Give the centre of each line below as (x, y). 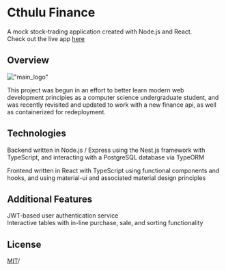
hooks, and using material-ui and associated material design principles (107, 178)
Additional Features (50, 199)
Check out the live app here (46, 38)
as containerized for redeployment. (56, 112)
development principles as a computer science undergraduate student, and (113, 97)
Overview (28, 61)
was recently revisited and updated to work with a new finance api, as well (112, 105)
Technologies (37, 134)
